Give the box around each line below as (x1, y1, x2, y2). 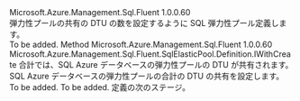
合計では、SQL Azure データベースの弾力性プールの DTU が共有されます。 (18, 60, 294, 69)
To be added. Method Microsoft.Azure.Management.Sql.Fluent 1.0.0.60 (9, 39, 273, 50)
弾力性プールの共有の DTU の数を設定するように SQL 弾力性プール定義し (9, 18, 279, 28)
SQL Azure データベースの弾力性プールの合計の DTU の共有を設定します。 (9, 70, 285, 81)
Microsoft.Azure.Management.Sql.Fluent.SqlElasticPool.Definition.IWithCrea (9, 49, 291, 60)
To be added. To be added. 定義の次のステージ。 (9, 82, 191, 92)
